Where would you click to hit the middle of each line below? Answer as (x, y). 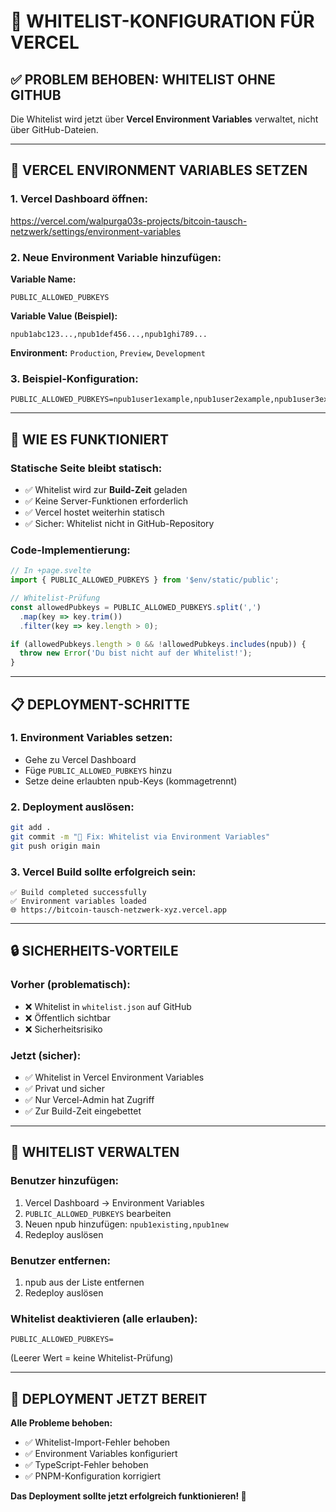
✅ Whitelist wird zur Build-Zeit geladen (106, 489)
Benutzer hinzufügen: (65, 1181)
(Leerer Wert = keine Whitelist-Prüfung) (92, 1358)
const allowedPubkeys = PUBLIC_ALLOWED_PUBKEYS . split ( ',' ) (136, 607)
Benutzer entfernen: (60, 1260)
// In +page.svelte (51, 571)
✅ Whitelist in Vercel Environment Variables (114, 1077)
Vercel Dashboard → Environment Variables (114, 1202)
